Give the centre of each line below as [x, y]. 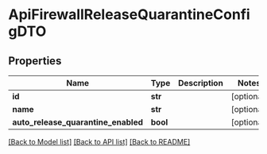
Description [201, 83]
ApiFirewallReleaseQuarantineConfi [129, 15]
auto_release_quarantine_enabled [78, 122]
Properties [35, 61]
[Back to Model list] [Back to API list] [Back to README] [99, 142]
